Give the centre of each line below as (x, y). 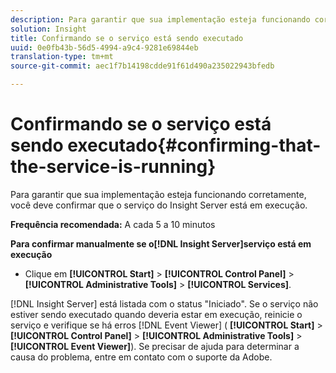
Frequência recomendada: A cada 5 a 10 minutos (113, 224)
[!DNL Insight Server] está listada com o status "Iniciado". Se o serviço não (164, 303)
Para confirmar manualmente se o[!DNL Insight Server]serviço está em (161, 243)
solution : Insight (48, 29)
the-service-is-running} (113, 167)
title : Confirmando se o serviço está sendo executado (127, 38)
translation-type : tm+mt (62, 57)
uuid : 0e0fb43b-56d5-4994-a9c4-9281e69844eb (104, 47)
